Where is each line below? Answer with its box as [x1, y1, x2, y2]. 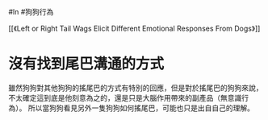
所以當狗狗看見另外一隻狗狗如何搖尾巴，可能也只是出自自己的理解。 [27, 103, 254, 113]
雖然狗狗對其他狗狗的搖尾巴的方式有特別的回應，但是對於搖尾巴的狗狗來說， [8, 83, 263, 93]
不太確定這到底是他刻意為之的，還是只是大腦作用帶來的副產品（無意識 [8, 93, 242, 102]
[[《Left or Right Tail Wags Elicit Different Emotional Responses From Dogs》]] [8, 23, 261, 33]
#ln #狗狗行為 [8, 7, 54, 16]
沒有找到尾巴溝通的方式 [8, 55, 165, 73]
